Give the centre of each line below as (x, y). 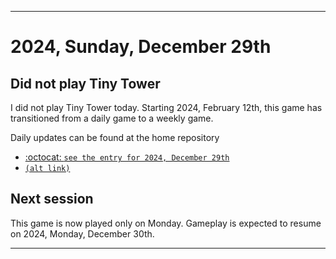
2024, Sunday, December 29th (141, 47)
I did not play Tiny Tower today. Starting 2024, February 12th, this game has (166, 107)
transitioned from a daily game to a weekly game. (112, 118)
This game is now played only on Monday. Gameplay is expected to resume (166, 223)
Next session (52, 199)
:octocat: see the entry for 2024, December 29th (127, 157)
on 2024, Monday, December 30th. (82, 233)
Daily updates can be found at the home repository (115, 137)
